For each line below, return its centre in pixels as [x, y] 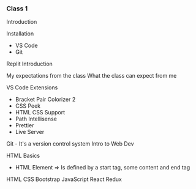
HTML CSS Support [40, 113]
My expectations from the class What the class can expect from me [92, 76]
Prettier [24, 125]
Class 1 [17, 9]
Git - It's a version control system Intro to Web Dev [70, 144]
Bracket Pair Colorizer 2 [45, 100]
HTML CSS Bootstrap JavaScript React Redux [64, 179]
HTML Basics [23, 156]
